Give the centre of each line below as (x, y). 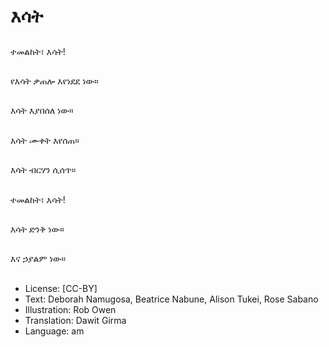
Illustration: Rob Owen (70, 309)
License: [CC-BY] (61, 288)
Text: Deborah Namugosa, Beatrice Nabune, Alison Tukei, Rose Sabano (171, 299)
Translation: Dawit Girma (75, 320)
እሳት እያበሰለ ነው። (42, 111)
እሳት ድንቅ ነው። (37, 229)
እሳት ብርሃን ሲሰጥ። (43, 170)
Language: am (54, 331)
